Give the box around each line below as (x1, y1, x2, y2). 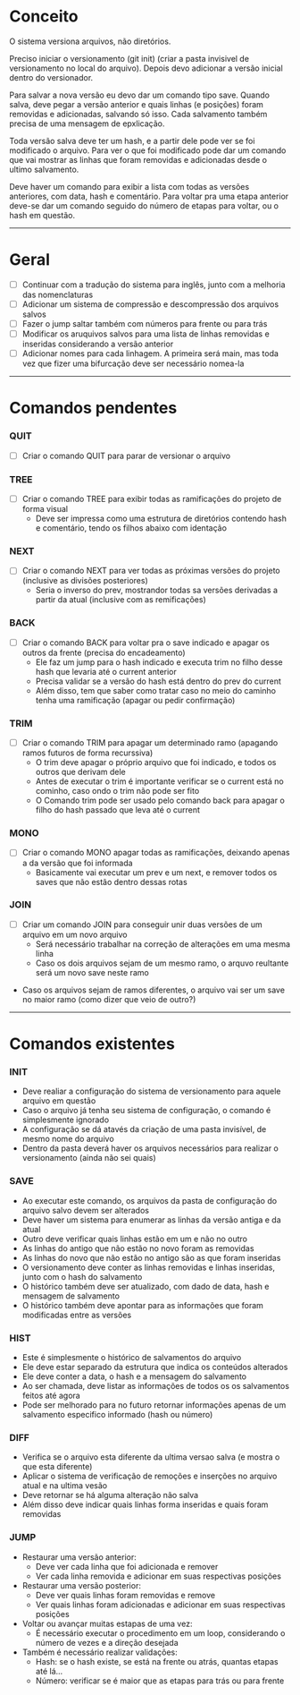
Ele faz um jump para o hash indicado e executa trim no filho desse (35, 656, 283, 668)
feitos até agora (21, 1390, 80, 1401)
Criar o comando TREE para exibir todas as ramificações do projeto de (21, 494, 282, 505)
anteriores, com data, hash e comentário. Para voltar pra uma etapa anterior (9, 191, 289, 201)
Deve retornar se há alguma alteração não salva (21, 1490, 199, 1501)
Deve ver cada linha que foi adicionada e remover (35, 1561, 219, 1571)
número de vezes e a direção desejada (35, 1637, 179, 1648)
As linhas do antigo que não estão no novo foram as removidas (21, 1242, 254, 1254)
